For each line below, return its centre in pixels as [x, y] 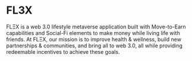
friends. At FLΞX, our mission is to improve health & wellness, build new [94, 39]
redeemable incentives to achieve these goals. [63, 52]
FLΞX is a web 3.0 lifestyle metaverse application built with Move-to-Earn [96, 27]
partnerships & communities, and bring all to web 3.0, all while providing [95, 46]
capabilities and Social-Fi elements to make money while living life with [93, 33]
